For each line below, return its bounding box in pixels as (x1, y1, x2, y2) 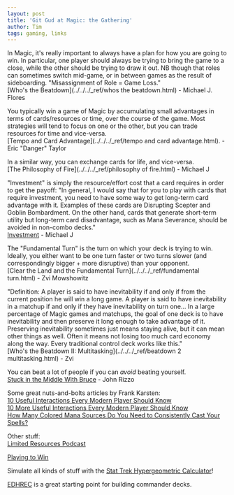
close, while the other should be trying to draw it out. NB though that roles (7, 64, 221, 72)
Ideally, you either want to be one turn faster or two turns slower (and (7, 252, 207, 260)
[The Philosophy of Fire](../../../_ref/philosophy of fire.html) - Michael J (7, 165, 210, 173)
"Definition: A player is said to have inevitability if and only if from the (7, 287, 206, 296)
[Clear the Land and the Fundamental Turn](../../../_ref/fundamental (7, 266, 200, 275)
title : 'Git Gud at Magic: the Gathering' (7, 17, 133, 24)
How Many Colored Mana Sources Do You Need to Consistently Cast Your (7, 411, 220, 419)
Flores (7, 94, 26, 102)
